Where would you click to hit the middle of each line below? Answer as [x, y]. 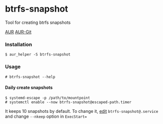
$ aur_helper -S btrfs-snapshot [38, 54]
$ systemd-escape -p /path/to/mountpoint [48, 98]
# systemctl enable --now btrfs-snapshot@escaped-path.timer [68, 102]
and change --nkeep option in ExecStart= [46, 116]
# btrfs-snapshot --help [30, 77]
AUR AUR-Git [18, 32]
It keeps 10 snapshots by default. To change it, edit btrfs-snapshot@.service [82, 111]
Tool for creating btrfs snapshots [38, 22]
